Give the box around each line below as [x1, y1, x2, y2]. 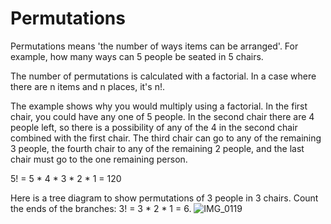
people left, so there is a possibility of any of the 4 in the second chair [10, 121, 298, 133]
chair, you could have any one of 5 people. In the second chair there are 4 [10, 110, 315, 122]
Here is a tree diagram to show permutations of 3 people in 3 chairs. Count [10, 192, 319, 204]
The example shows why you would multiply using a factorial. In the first [10, 100, 308, 112]
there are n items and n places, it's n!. [10, 80, 165, 92]
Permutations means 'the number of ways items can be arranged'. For [10, 40, 299, 52]
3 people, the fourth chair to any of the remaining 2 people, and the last [10, 142, 305, 154]
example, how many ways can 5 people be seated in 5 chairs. [10, 50, 264, 62]
